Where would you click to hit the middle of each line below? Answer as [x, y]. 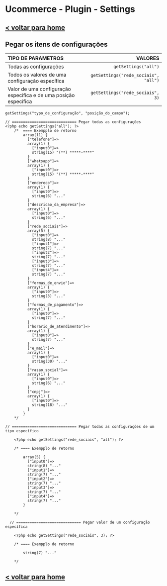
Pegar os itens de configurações [56, 44]
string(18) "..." [50, 405]
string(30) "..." [50, 362]
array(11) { [36, 135]
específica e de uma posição [41, 96]
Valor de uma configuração [39, 89]
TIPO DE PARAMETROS [36, 58]
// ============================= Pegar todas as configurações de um [80, 427]
